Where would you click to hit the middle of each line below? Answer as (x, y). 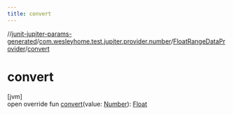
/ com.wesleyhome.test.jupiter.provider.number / (105, 41)
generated (22, 41)
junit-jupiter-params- (42, 34)
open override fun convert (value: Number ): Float (77, 104)
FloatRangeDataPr (199, 41)
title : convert (29, 14)
